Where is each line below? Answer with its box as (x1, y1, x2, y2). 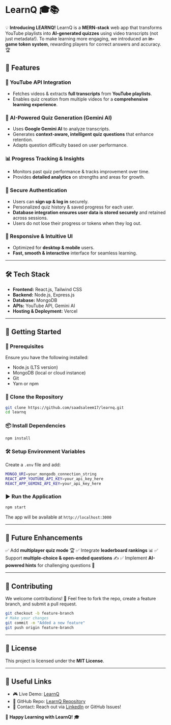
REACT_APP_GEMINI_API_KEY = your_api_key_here (5, 481, 101, 486)
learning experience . (12, 101, 58, 107)
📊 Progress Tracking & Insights (5, 155, 85, 162)
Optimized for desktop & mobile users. (12, 244, 95, 250)
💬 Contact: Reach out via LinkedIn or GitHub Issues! (12, 704, 121, 710)
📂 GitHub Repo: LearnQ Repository (12, 698, 85, 705)
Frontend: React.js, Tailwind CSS (12, 286, 82, 292)
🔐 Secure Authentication (5, 187, 67, 194)
